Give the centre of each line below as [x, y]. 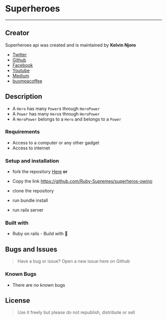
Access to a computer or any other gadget [56, 142]
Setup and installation [32, 161]
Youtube [21, 70]
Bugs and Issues [31, 249]
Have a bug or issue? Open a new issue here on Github [74, 261]
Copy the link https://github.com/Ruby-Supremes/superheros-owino [82, 181]
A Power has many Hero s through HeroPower [56, 114]
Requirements [23, 132]
